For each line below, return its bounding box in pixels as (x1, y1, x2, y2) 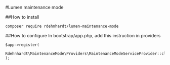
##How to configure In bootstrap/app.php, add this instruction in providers (5, 33, 161, 38)
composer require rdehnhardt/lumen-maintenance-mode (5, 24, 119, 29)
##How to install (5, 14, 39, 20)
